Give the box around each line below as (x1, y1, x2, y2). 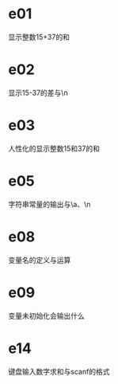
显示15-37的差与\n (8, 88, 69, 97)
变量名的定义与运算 (8, 255, 71, 264)
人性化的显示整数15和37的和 (8, 143, 101, 153)
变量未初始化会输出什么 (8, 311, 85, 320)
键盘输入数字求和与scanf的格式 (8, 366, 110, 376)
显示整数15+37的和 (8, 32, 70, 41)
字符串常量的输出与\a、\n (8, 199, 91, 209)
